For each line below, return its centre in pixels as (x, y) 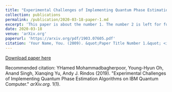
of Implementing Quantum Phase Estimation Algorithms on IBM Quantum (82, 78)
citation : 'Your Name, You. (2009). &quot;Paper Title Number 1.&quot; (83, 43)
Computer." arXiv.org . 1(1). (33, 84)
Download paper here (28, 58)
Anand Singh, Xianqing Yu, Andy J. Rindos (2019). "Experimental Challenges (86, 73)
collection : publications (33, 15)
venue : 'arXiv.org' (26, 34)
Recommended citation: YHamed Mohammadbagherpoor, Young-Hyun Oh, (84, 67)
